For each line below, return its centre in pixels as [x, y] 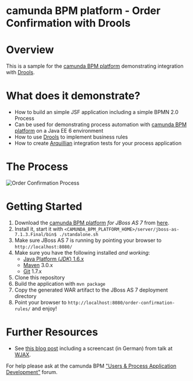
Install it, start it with [38, 228]
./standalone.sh [79, 234]
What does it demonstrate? [73, 96]
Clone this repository [40, 277]
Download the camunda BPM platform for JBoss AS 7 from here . [92, 223]
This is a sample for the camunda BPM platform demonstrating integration [95, 66]
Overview [30, 50]
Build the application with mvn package [60, 283]
